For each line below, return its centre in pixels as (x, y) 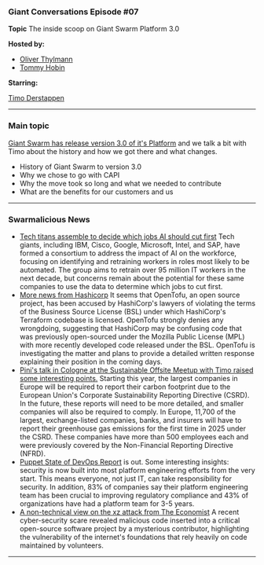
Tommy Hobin (42, 68)
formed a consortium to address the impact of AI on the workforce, (128, 253)
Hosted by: (27, 44)
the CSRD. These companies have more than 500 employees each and (134, 437)
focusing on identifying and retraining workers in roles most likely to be (134, 261)
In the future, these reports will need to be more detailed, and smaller (132, 403)
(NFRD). (32, 453)
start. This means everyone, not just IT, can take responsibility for (126, 479)
